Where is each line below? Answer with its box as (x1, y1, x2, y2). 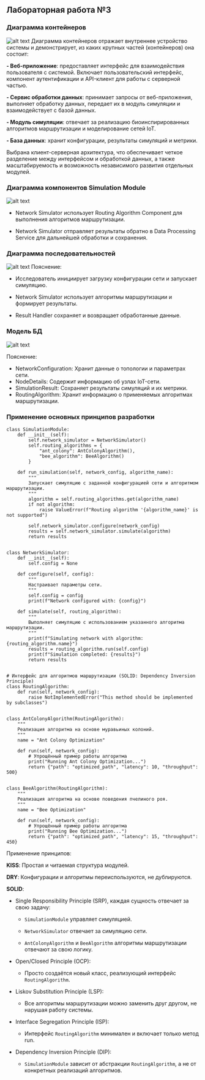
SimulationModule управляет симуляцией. (24, 915, 133, 923)
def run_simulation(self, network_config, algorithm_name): (17, 469, 174, 475)
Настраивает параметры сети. (28, 582, 103, 588)
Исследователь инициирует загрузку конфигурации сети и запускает (15, 275, 198, 282)
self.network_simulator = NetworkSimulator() (28, 437, 147, 443)
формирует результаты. (15, 300, 78, 307)
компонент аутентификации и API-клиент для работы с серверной (6, 75, 181, 82)
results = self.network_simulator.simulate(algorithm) (28, 528, 171, 534)
